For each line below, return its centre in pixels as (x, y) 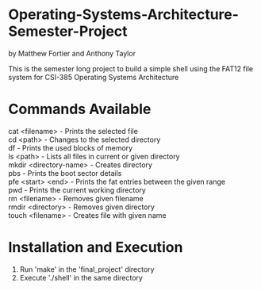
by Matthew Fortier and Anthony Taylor (72, 53)
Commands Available (80, 109)
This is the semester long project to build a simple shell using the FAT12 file (131, 68)
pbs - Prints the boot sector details (65, 173)
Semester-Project (68, 31)
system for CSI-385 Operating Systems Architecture (94, 77)
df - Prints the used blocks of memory (71, 147)
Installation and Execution (96, 248)
